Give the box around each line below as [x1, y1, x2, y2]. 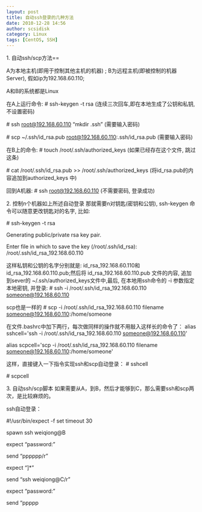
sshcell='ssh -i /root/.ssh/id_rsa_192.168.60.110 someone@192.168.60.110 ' [6, 330, 188, 337]
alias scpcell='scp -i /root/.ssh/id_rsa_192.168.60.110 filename [6, 342, 158, 348]
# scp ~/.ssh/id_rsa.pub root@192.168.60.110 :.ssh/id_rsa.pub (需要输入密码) [6, 133, 193, 141]
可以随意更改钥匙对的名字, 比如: [11, 208, 90, 214]
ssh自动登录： [6, 405, 42, 412]
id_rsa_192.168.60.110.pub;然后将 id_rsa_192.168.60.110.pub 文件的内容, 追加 [6, 269, 192, 277]
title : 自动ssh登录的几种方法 [6, 14, 74, 21]
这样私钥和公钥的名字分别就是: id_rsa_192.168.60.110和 [6, 262, 140, 269]
